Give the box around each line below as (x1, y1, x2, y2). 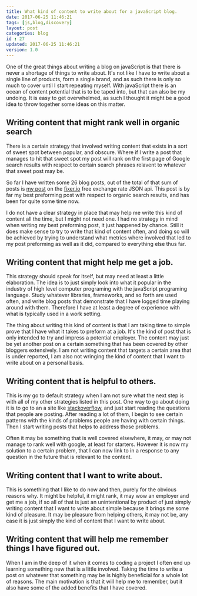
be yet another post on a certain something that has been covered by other (6, 341, 188, 348)
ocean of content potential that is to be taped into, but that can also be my (6, 88, 186, 95)
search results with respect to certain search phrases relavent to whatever (6, 161, 186, 168)
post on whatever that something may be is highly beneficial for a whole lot (6, 571, 188, 578)
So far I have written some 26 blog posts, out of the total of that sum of (6, 179, 178, 186)
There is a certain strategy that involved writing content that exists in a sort (6, 142, 188, 149)
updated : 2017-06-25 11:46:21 (6, 42, 81, 48)
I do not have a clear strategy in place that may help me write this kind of (6, 209, 183, 216)
